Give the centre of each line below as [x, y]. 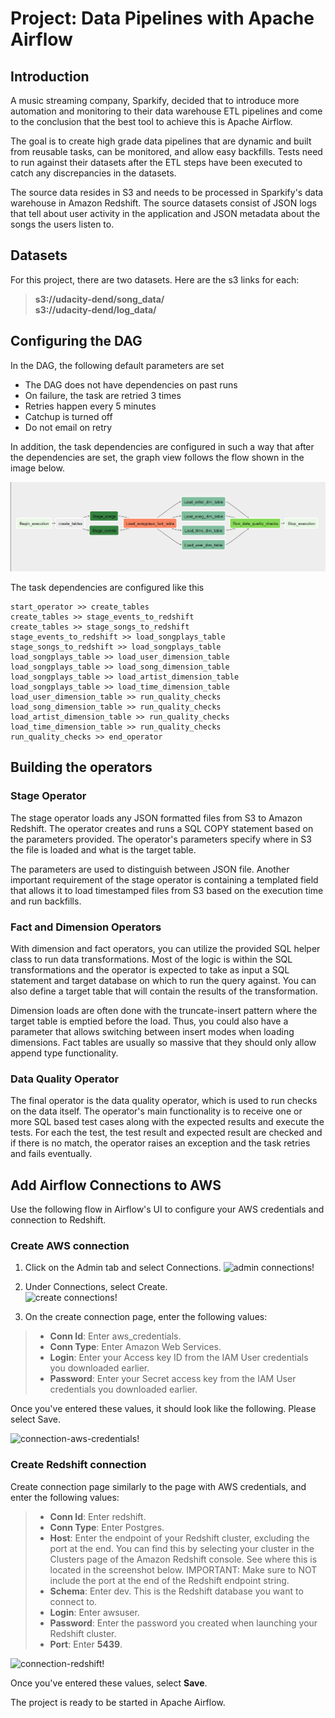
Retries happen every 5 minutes [90, 406]
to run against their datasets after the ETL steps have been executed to [156, 162]
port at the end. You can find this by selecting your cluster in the [182, 1548]
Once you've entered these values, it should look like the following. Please [163, 1409]
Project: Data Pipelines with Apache [162, 18]
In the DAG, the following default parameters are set [117, 365]
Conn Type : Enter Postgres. [107, 1527]
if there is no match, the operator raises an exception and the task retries [160, 1143]
